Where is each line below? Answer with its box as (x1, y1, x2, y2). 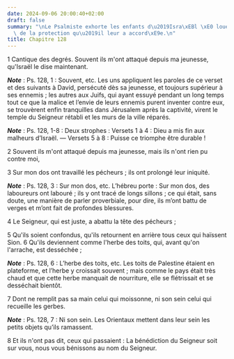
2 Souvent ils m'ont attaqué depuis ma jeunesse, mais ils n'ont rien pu (7, 147, 208, 156)
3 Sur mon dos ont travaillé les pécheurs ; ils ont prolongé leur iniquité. (7, 168, 210, 177)
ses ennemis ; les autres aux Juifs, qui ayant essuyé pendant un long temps (7, 91, 224, 99)
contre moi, (7, 154, 40, 163)
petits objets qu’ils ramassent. (7, 323, 93, 331)
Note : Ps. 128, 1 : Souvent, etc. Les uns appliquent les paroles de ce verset (7, 76, 223, 84)
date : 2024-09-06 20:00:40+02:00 (7, 10, 104, 17)
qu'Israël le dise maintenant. (7, 63, 88, 71)
